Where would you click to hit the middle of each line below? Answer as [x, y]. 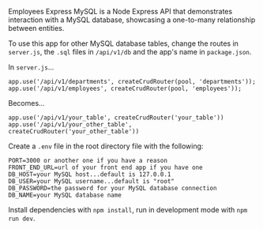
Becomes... [26, 103]
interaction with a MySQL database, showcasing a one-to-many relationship [132, 20]
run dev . [22, 218]
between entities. [36, 28]
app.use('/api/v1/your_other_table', [70, 125]
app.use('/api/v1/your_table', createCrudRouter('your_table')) [116, 118]
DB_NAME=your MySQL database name [65, 195]
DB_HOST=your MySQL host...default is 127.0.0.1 [90, 175]
